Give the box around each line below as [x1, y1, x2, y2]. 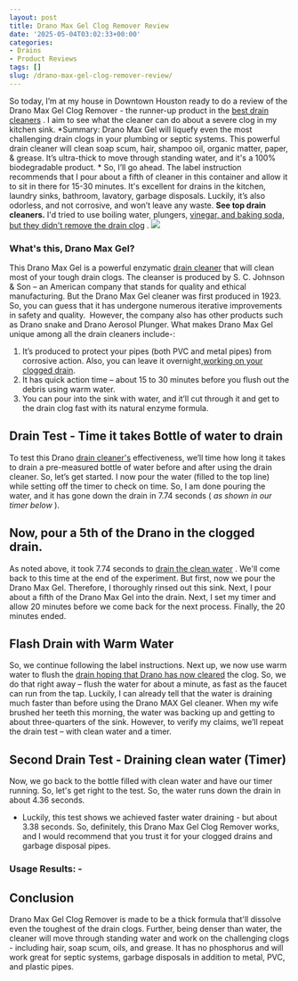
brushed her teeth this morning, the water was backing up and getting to [9, 707, 276, 718]
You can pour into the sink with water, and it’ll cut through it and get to [21, 393, 280, 404]
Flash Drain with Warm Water [9, 637, 174, 652]
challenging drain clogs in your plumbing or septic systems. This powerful [9, 133, 280, 144]
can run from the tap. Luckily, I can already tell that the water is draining [9, 688, 273, 699]
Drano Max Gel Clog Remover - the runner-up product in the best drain [9, 104, 270, 116]
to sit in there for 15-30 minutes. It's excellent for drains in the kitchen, [9, 180, 267, 192]
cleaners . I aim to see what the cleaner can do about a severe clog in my [9, 114, 278, 125]
